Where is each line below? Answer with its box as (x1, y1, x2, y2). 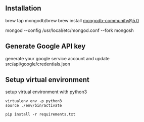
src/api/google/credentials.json (5, 61, 71, 67)
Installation (5, 4, 41, 13)
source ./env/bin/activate (5, 103, 62, 108)
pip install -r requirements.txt (5, 112, 76, 117)
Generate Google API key (5, 42, 86, 51)
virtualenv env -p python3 (5, 99, 62, 104)
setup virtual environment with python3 (5, 89, 87, 95)
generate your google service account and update (5, 55, 110, 61)
